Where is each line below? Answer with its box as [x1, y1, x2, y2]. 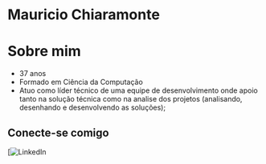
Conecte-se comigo [7, 126, 109, 139]
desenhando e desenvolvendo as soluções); [18, 102, 166, 113]
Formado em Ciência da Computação [18, 78, 144, 87]
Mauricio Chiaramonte [7, 6, 160, 24]
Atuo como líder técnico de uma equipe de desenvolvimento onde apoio [18, 86, 258, 95]
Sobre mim [7, 42, 81, 61]
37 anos [18, 69, 47, 78]
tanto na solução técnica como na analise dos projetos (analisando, [18, 94, 243, 104]
